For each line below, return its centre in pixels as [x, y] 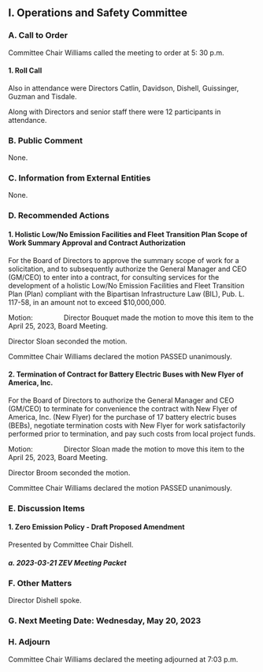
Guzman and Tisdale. [43, 96]
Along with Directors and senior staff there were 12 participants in [115, 111]
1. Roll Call [25, 71]
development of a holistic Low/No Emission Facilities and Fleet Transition [126, 285]
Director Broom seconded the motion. [69, 473]
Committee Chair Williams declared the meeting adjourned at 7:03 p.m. [123, 659]
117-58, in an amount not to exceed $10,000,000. [87, 302]
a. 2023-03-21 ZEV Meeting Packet [68, 562]
